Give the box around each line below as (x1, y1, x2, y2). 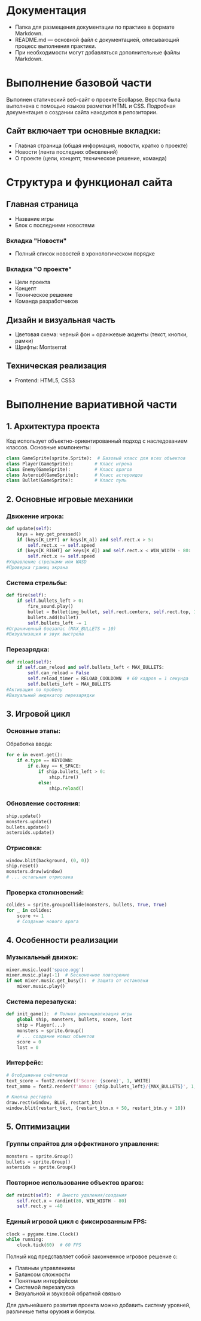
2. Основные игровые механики (6, 494, 133, 504)
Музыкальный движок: (6, 953, 78, 961)
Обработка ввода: (6, 740, 53, 748)
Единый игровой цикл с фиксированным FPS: (6, 1217, 147, 1226)
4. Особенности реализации (6, 935, 118, 945)
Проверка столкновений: (6, 888, 84, 897)
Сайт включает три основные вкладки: (6, 126, 161, 136)
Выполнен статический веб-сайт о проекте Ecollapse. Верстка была (6, 96, 181, 103)
